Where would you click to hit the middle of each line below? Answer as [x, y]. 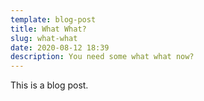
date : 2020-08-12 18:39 [60, 47]
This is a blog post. [49, 85]
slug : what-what [44, 38]
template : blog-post [53, 19]
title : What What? [48, 29]
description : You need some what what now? [102, 57]
